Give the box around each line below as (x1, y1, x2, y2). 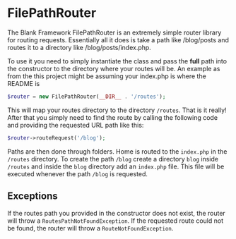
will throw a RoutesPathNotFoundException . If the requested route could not (7, 216, 224, 225)
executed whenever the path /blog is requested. (7, 169, 148, 178)
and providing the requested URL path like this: (7, 121, 144, 129)
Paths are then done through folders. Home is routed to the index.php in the (7, 147, 228, 156)
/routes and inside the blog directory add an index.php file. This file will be (7, 162, 225, 171)
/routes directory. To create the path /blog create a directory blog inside (7, 154, 219, 163)
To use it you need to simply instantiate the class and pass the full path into (7, 56, 228, 65)
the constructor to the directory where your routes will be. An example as (7, 64, 220, 73)
